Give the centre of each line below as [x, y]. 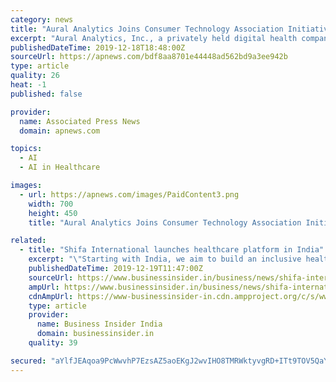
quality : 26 [35, 76]
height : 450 [53, 213]
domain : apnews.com [60, 131]
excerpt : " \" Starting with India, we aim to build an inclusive [165, 259]
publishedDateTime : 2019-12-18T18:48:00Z [98, 47]
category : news [42, 19]
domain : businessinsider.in [95, 334]
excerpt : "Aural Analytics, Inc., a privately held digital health [154, 38]
